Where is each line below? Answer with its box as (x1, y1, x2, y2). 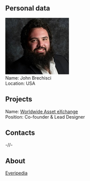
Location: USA (5, 80, 36, 86)
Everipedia (5, 170, 28, 176)
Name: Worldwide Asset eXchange (5, 108, 78, 115)
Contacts (5, 129, 36, 137)
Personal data (5, 4, 50, 13)
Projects (5, 95, 33, 103)
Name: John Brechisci (5, 75, 52, 81)
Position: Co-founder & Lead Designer (5, 114, 85, 120)
